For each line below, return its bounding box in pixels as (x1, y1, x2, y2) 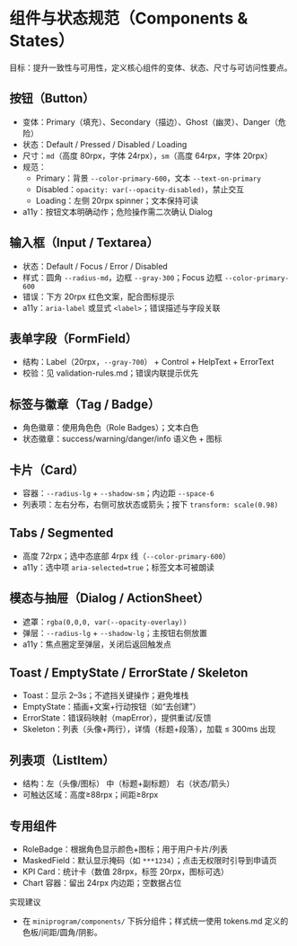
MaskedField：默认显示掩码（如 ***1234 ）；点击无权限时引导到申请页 (22, 855, 277, 866)
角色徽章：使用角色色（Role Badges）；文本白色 (22, 422, 199, 433)
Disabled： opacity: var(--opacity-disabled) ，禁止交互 (35, 183, 245, 194)
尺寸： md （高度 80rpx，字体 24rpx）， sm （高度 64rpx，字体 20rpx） (22, 150, 273, 161)
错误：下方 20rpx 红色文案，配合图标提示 (22, 291, 175, 302)
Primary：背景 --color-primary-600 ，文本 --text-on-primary (35, 172, 262, 183)
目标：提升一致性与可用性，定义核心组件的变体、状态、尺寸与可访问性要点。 (9, 62, 293, 73)
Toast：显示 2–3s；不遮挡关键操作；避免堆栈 (22, 690, 189, 701)
